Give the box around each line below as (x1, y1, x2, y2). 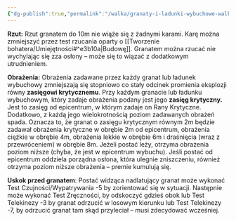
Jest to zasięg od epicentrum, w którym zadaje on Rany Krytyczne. (7, 102, 202, 111)
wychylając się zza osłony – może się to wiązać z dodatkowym (7, 52, 189, 60)
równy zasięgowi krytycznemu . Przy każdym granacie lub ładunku (7, 88, 202, 96)
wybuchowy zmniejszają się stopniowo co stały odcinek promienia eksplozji (7, 80, 227, 88)
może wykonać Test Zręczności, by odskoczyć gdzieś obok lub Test (7, 191, 205, 199)
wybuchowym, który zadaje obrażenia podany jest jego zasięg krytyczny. (7, 95, 223, 104)
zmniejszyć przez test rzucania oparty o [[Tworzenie (7, 36, 160, 46)
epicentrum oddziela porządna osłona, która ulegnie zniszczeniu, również (7, 155, 221, 163)
